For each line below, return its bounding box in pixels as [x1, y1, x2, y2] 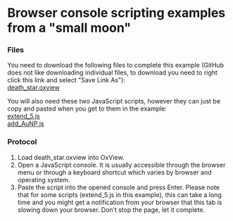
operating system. [17, 175, 70, 184]
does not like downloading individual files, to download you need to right [7, 68, 218, 77]
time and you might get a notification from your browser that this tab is [17, 198, 222, 206]
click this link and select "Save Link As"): [7, 76, 125, 84]
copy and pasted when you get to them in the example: [7, 104, 168, 113]
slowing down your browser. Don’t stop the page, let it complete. [17, 206, 206, 214]
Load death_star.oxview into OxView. [17, 153, 125, 161]
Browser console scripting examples [7, 5, 226, 21]
